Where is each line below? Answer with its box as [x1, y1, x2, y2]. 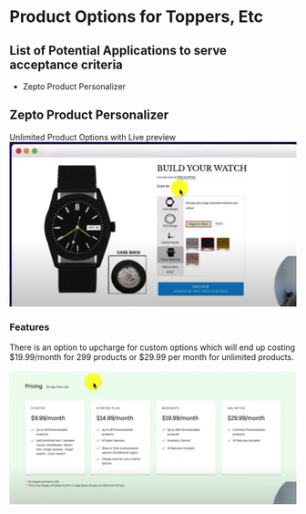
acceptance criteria [9, 57, 123, 72]
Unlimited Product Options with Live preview [9, 131, 176, 142]
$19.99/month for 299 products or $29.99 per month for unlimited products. [9, 351, 294, 362]
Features [9, 321, 50, 334]
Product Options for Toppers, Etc [9, 6, 264, 27]
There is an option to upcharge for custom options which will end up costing [9, 342, 296, 353]
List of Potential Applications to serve [9, 43, 228, 58]
